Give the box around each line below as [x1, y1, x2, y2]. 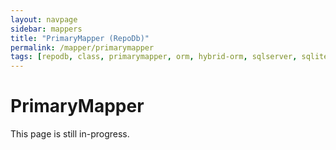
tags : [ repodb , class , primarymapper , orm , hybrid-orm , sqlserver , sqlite [10, 52, 329, 62]
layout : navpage [10, 14, 78, 25]
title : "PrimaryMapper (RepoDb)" [10, 33, 150, 43]
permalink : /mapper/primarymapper [10, 42, 155, 53]
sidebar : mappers [10, 24, 83, 34]
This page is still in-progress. [10, 128, 130, 140]
